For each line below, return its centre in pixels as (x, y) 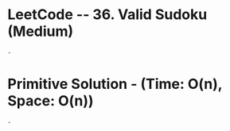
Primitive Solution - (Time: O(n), (115, 84)
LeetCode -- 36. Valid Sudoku (107, 15)
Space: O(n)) (51, 101)
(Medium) (41, 31)
